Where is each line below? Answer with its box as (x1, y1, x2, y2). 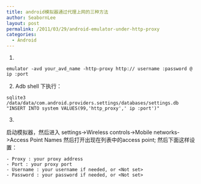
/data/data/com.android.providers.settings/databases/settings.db (6, 100, 179, 106)
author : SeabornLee (6, 15, 56, 21)
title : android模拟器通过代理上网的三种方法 (6, 9, 109, 15)
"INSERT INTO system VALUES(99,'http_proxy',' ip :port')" (6, 105, 160, 111)
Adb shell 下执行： (15, 83, 62, 90)
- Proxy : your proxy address (6, 156, 84, 162)
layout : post (6, 20, 40, 26)
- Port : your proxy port (6, 161, 72, 168)
